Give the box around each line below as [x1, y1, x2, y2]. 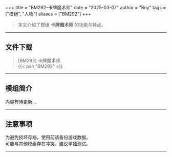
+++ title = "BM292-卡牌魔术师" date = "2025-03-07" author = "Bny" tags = [5, 5, 166, 10]
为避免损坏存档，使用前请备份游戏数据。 [5, 134, 91, 141]
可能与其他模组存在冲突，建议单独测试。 [5, 141, 91, 147]
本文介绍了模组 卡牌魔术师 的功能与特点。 [17, 22, 106, 28]
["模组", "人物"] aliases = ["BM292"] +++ [5, 11, 92, 17]
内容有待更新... [5, 99, 37, 105]
